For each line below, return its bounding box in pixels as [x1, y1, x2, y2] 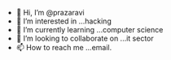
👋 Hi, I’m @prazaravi [15, 8, 85, 17]
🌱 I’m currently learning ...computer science [15, 25, 164, 34]
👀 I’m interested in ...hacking [15, 16, 112, 26]
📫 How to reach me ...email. [15, 43, 112, 52]
